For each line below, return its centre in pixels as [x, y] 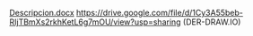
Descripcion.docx [42, 13]
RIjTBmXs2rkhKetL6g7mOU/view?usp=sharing [95, 22]
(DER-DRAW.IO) [212, 22]
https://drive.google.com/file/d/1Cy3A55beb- [160, 13]
